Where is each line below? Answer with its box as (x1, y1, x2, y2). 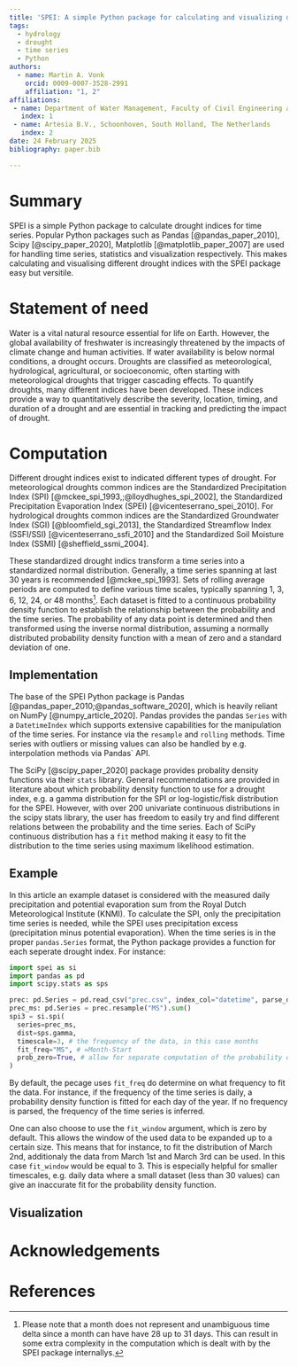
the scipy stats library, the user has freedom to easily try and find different (9, 812, 280, 823)
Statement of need (9, 298, 148, 318)
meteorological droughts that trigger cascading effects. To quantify (9, 374, 254, 386)
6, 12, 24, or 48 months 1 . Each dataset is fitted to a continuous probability (9, 593, 277, 605)
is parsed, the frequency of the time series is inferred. (9, 1105, 206, 1117)
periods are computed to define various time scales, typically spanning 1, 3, (9, 584, 285, 595)
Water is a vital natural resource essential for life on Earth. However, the (9, 327, 270, 338)
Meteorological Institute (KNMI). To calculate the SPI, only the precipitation (9, 908, 281, 918)
